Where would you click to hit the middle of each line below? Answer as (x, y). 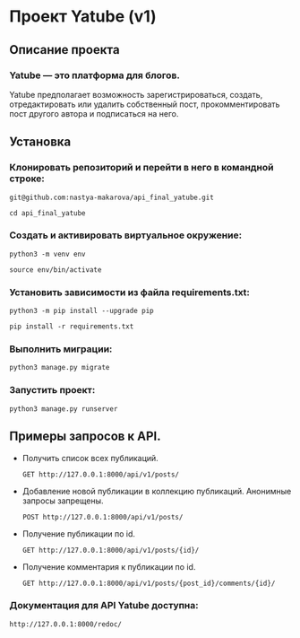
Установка (40, 142)
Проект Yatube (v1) (83, 17)
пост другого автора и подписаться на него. (94, 113)
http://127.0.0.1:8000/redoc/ (66, 624)
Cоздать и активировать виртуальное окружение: (126, 235)
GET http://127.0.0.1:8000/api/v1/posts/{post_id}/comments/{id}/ (149, 583)
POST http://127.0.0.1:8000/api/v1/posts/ (103, 517)
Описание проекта (64, 50)
